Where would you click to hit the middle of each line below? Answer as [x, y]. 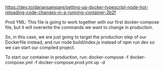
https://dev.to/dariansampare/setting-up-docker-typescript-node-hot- [77, 7]
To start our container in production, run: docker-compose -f [67, 57]
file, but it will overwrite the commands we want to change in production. [79, 27]
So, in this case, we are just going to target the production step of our [76, 37]
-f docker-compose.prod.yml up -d [69, 62]
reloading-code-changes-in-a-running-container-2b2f [61, 12]
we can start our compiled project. [40, 47]
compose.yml [19, 62]
